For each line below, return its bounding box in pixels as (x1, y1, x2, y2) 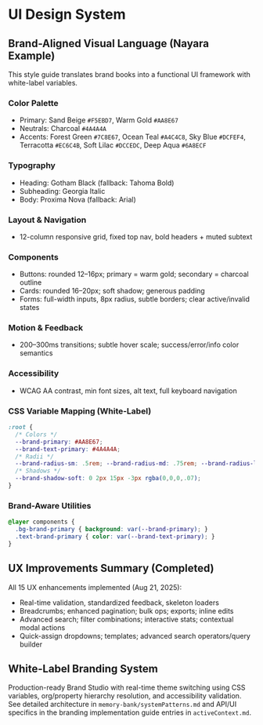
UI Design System (8, 5, 126, 24)
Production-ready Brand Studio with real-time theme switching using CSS (8, 683, 246, 692)
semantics (19, 348, 53, 358)
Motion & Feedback (8, 322, 84, 333)
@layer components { (8, 518, 76, 526)
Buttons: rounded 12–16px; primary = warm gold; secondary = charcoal (19, 269, 249, 279)
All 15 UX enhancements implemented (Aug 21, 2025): (8, 582, 182, 592)
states (19, 303, 40, 312)
